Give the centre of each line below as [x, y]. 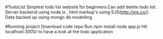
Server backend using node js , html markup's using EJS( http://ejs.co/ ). [77, 12]
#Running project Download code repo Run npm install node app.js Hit [76, 26]
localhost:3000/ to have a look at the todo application [59, 32]
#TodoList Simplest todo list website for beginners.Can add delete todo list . [82, 7]
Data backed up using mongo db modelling [49, 17]
